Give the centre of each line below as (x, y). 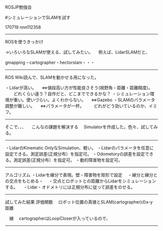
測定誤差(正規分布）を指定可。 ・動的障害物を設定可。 (68, 160)
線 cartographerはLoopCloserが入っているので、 (60, 218)
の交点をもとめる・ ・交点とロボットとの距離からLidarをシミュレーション (81, 181)
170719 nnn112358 (23, 27)
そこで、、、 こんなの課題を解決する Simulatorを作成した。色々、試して (79, 127)
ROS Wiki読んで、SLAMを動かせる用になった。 (52, 77)
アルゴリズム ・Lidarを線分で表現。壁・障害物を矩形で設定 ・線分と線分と (81, 175)
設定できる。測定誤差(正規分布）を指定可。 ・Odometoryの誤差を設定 (75, 154)
